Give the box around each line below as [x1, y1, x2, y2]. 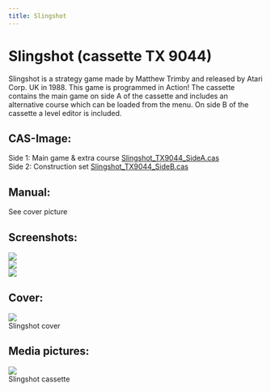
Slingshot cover [8, 321, 61, 330]
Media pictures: [8, 344, 90, 358]
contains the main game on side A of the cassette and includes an [8, 91, 229, 101]
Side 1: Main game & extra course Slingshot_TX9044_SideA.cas [8, 153, 220, 163]
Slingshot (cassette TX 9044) [8, 46, 212, 65]
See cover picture [8, 207, 68, 217]
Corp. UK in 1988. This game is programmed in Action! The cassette [8, 82, 235, 92]
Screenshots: [8, 230, 78, 244]
